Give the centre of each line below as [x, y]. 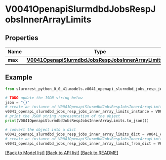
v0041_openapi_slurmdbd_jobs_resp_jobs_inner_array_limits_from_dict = [80, 143]
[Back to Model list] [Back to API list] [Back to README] [62, 153]
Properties [22, 38]
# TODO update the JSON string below [44, 98]
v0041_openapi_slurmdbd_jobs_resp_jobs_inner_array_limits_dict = [75, 134]
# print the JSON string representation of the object [63, 116]
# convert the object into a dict [41, 129]
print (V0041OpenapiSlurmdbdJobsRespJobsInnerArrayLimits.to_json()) [77, 121]
